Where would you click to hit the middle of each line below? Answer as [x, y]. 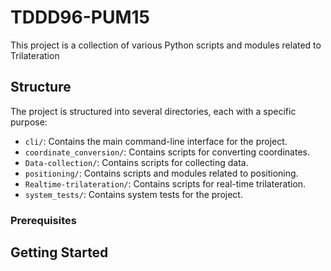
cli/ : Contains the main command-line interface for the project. [156, 141]
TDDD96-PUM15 [80, 17]
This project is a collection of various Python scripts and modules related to [166, 45]
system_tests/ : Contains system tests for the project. [133, 194]
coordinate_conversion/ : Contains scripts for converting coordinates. [167, 152]
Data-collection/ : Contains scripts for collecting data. [136, 162]
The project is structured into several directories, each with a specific [153, 111]
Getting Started [59, 252]
